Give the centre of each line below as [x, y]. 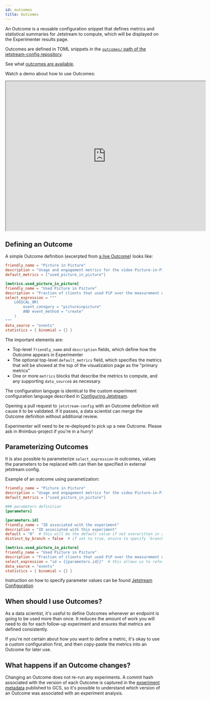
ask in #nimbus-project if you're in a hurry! [49, 431]
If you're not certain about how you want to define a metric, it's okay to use [82, 639]
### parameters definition [33, 507]
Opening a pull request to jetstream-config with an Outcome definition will [82, 406]
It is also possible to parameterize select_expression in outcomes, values [81, 459]
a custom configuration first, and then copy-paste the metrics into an [76, 644]
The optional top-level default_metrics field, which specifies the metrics [87, 360]
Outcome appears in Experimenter [48, 354]
